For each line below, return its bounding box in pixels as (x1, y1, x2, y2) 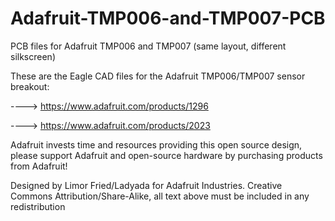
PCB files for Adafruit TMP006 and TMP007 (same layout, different (10, 40, 287, 52)
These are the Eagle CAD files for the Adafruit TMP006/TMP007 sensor (10, 70, 306, 82)
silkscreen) (10, 50, 56, 62)
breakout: (10, 80, 50, 92)
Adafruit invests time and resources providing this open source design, (10, 138, 303, 151)
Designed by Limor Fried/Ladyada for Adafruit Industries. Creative (10, 179, 283, 191)
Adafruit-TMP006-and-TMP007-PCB (10, 7, 326, 30)
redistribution (10, 200, 66, 212)
